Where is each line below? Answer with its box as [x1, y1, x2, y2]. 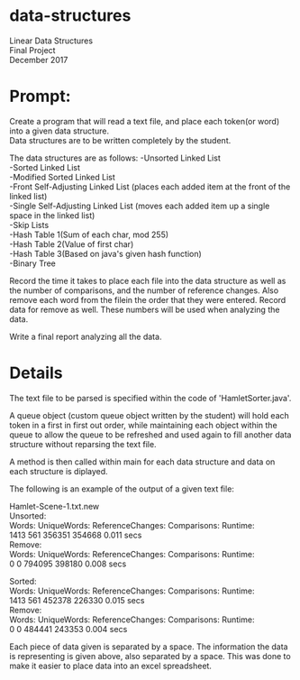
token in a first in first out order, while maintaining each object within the [9, 419, 277, 430]
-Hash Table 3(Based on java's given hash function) [9, 248, 203, 259]
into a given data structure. [9, 125, 110, 136]
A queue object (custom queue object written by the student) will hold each [9, 409, 290, 420]
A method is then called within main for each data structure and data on [9, 456, 276, 467]
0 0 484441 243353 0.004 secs [9, 623, 128, 634]
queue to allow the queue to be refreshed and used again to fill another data [9, 429, 292, 440]
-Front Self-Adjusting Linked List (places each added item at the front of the [9, 181, 291, 192]
